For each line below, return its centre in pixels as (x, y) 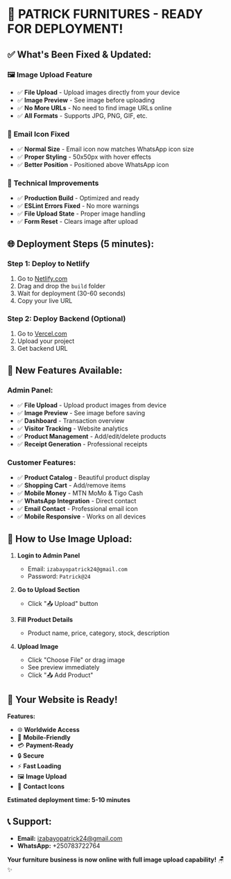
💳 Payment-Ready (45, 745)
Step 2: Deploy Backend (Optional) (67, 319)
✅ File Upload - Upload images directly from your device (99, 92)
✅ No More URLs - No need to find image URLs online (94, 107)
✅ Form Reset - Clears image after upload (78, 222)
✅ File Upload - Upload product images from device (92, 406)
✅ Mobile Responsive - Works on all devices (82, 516)
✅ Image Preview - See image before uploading (86, 100)
